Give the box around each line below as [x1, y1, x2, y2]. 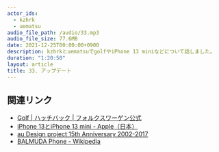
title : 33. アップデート [7, 67, 72, 74]
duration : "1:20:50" [7, 55, 66, 62]
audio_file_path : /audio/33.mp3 [7, 29, 99, 36]
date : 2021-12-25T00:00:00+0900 [7, 42, 99, 49]
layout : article [7, 61, 53, 68]
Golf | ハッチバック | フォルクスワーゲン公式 [16, 114, 142, 122]
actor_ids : [7, 10, 38, 17]
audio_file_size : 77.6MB [7, 36, 78, 42]
